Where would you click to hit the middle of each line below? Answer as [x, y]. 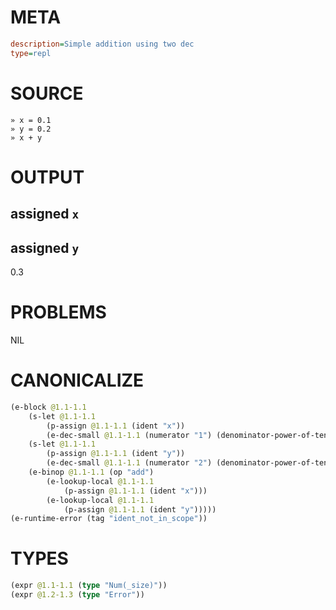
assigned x [45, 214]
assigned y [45, 247]
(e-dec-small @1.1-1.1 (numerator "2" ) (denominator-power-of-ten [187, 463]
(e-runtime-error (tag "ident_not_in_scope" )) [109, 519]
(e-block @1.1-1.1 [48, 407]
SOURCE [47, 93]
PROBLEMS [58, 312]
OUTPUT [47, 177]
